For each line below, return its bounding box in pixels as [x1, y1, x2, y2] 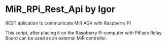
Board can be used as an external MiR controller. [5, 35, 107, 41]
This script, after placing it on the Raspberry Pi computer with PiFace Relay [5, 29, 162, 35]
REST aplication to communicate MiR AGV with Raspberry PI [5, 20, 131, 26]
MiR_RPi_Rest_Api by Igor [5, 3, 116, 15]
